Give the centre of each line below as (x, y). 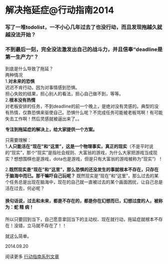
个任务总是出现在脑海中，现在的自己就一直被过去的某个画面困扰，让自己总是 (84, 182)
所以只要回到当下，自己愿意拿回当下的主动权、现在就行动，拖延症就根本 (79, 219)
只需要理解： (18, 140)
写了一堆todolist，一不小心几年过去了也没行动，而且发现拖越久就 (84, 27)
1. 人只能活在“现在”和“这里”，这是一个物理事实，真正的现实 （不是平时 (77, 146)
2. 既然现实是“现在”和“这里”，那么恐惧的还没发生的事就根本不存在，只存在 (82, 170)
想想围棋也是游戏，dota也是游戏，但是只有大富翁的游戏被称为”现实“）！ (88, 159)
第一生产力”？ (22, 57)
